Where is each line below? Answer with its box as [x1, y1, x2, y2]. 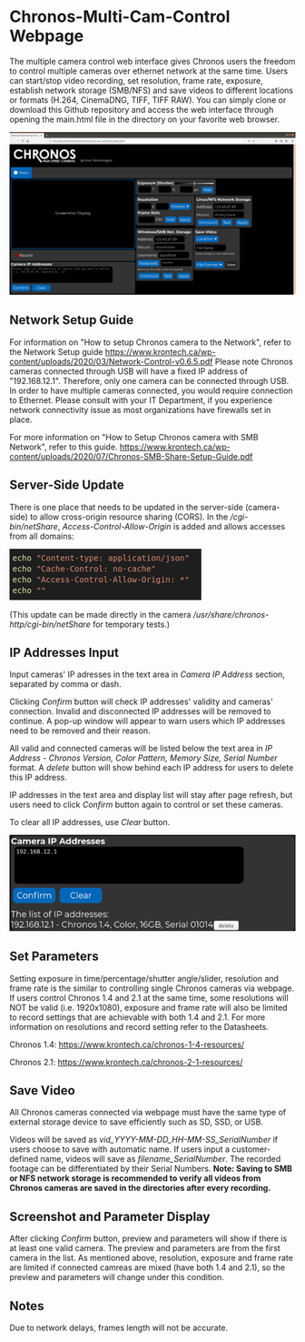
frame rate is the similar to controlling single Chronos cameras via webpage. [9, 983, 295, 994]
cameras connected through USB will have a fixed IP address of [9, 366, 248, 377]
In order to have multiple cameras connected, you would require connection [9, 385, 293, 396]
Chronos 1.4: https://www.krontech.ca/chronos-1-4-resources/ [9, 1039, 245, 1050]
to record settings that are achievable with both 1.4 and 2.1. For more [9, 1012, 266, 1023]
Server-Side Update [9, 478, 124, 493]
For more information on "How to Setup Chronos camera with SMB [9, 431, 259, 442]
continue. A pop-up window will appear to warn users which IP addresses [9, 716, 286, 727]
